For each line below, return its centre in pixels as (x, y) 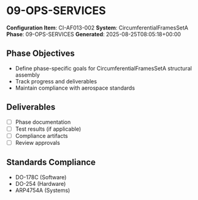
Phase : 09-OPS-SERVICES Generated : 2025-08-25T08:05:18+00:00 (94, 34)
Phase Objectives (40, 54)
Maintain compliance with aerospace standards (75, 88)
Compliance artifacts (42, 136)
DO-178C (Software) (41, 177)
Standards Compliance (51, 162)
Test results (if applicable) (48, 129)
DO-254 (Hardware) (40, 183)
